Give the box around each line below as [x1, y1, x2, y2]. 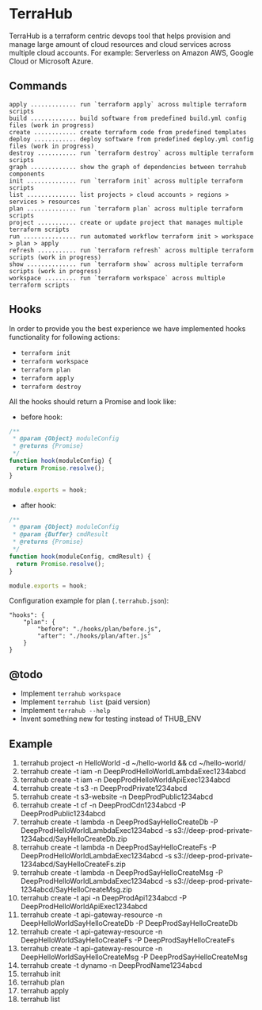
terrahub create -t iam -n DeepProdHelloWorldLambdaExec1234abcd [20, 767, 246, 777]
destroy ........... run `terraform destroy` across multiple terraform [9, 148, 254, 157]
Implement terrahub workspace [20, 688, 122, 699]
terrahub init [20, 970, 61, 979]
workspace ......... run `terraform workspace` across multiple [9, 274, 226, 282]
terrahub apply [20, 986, 70, 996]
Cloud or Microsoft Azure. [9, 56, 93, 66]
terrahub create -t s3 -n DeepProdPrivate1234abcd [20, 784, 188, 793]
